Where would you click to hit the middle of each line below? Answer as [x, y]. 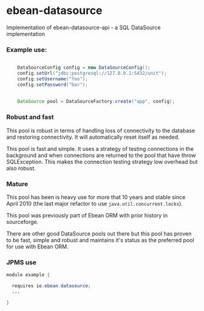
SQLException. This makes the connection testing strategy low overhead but [102, 161]
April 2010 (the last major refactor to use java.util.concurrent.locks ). [95, 203]
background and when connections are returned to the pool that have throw [101, 155]
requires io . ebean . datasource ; [51, 286]
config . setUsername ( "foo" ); [53, 79]
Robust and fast [30, 117]
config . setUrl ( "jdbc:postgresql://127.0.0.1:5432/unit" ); [92, 74]
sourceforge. [22, 222]
